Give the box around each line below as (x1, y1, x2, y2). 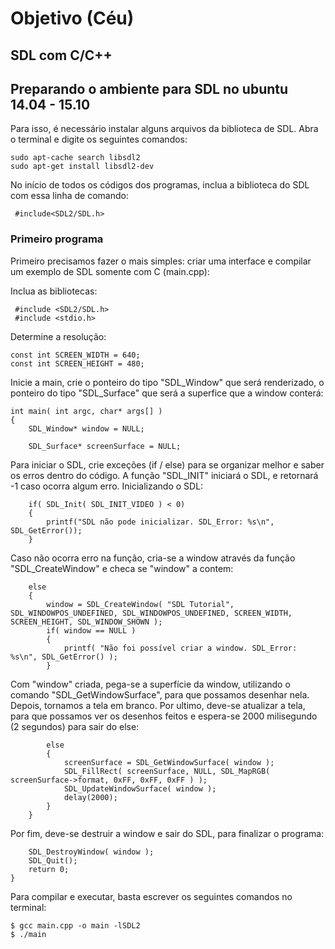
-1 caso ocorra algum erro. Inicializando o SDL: (10, 480, 204, 492)
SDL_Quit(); (28, 855, 78, 866)
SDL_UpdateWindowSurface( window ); (63, 783, 217, 794)
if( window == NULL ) (46, 625, 137, 636)
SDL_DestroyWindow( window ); (28, 847, 155, 857)
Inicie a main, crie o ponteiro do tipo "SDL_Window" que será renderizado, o (10, 376, 325, 388)
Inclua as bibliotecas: (10, 285, 98, 297)
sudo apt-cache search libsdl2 (10, 153, 141, 163)
